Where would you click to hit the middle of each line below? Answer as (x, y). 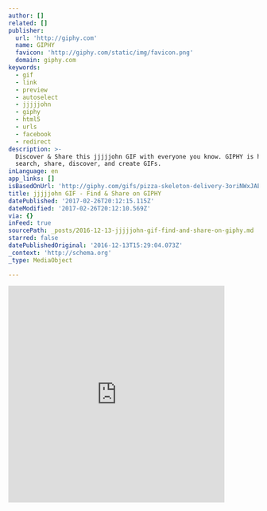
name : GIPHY (35, 45)
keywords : (25, 68)
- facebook (33, 134)
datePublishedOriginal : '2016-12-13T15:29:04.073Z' (95, 246)
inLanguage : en (33, 171)
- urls (26, 127)
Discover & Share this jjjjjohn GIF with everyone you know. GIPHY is (135, 156)
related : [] (28, 23)
